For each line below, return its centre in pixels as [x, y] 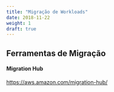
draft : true [21, 29]
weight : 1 [19, 23]
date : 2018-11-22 [28, 18]
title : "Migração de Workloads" [47, 12]
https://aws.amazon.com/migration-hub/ [57, 82]
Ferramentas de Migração [56, 53]
